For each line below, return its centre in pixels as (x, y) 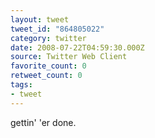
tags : (21, 85)
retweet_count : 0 (46, 76)
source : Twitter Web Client (69, 57)
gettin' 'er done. (43, 122)
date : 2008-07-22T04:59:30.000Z (77, 47)
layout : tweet (40, 19)
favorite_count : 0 (48, 66)
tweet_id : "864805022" (57, 29)
